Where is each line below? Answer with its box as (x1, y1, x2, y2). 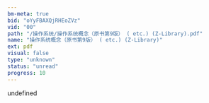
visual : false (7, 50, 50, 57)
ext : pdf (7, 43, 33, 50)
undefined (7, 89, 38, 97)
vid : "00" (7, 23, 37, 30)
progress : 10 (7, 69, 46, 76)
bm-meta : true (7, 10, 50, 18)
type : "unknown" (7, 56, 55, 63)
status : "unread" (7, 63, 59, 70)
